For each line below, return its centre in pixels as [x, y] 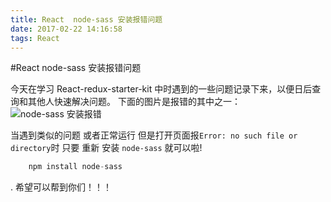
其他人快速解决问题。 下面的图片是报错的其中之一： [134, 102]
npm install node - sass [75, 167]
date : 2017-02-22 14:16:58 [66, 29]
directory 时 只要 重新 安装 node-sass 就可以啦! [106, 148]
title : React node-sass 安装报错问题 [86, 19]
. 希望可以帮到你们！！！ [61, 187]
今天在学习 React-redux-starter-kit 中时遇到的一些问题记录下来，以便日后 [161, 89]
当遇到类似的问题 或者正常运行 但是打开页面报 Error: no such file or [154, 135]
